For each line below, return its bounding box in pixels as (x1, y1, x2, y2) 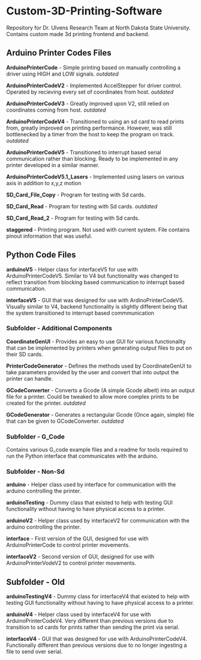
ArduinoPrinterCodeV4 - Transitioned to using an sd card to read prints (6, 118, 184, 125)
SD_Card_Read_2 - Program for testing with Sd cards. (6, 214, 140, 222)
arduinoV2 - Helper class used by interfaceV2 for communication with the (6, 517, 190, 524)
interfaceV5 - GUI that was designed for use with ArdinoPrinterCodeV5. (6, 296, 184, 304)
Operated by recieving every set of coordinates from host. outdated (6, 88, 174, 95)
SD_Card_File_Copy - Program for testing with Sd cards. (6, 191, 146, 198)
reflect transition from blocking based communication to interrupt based (6, 278, 185, 286)
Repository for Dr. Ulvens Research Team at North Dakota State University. (6, 24, 191, 31)
